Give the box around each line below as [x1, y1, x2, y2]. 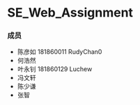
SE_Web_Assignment [7, 5, 134, 21]
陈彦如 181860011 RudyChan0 [17, 48, 102, 56]
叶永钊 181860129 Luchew [17, 65, 93, 73]
